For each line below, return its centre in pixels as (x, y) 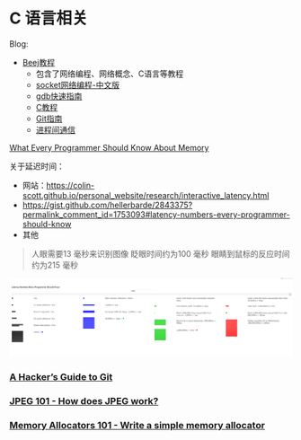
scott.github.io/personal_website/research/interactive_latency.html (146, 195)
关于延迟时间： (37, 166)
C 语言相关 (49, 18)
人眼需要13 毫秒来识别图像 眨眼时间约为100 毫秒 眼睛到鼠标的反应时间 (160, 253)
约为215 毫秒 (55, 265)
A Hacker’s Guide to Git (61, 377)
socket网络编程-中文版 (77, 84)
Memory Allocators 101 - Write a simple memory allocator (137, 425)
